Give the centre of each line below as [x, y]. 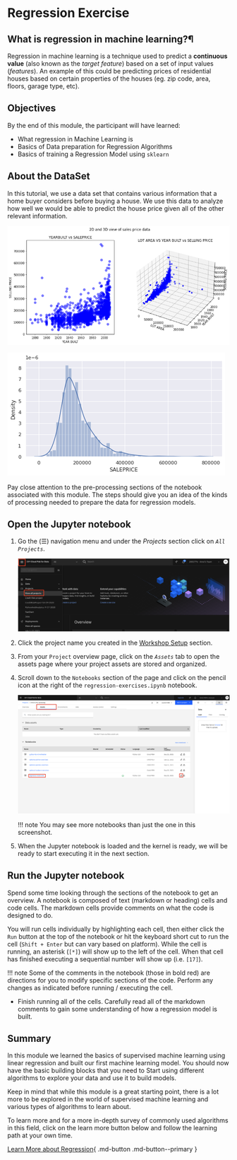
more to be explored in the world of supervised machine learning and [108, 1099]
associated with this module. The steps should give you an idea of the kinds [117, 494]
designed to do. [30, 915]
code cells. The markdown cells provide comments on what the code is [111, 908]
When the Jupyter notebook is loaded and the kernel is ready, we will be [122, 845]
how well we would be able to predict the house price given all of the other [116, 208]
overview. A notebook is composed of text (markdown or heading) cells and [117, 900]
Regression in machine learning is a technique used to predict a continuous [117, 56]
